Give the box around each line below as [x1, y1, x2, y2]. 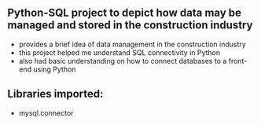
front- [228, 56, 248, 65]
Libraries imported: [7, 87, 104, 101]
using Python [33, 64, 76, 74]
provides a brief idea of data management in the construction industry [18, 39, 247, 49]
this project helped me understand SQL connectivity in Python [18, 47, 221, 57]
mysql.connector [18, 108, 74, 117]
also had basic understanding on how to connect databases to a [18, 56, 227, 65]
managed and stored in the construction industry [7, 19, 253, 32]
